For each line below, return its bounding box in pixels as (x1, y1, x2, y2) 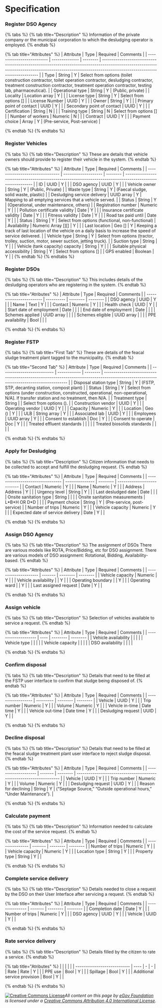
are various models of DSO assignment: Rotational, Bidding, (5, 552, 124, 558)
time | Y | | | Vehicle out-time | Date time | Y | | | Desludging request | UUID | (5, 708, 157, 714)
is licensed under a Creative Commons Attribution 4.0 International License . (5, 997, 156, 1004)
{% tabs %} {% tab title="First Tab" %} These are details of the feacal (5, 350, 144, 356)
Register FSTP (5, 339, 40, 345)
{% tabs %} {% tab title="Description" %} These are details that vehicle (5, 151, 148, 157)
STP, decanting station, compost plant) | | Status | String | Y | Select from (5, 385, 151, 391)
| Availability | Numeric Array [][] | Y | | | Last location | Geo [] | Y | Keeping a (5, 222, 157, 228)
